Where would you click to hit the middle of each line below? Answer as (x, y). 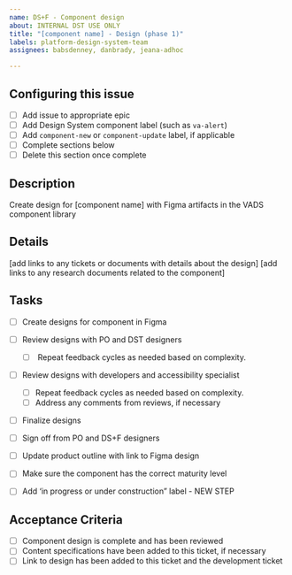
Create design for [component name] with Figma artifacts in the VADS (136, 205)
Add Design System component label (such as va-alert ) (125, 125)
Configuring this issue (72, 94)
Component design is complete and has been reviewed (123, 541)
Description (42, 184)
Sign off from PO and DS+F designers (91, 438)
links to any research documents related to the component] (117, 272)
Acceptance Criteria (66, 520)
